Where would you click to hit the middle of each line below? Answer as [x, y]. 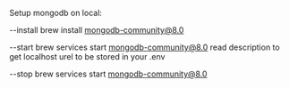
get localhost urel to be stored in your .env [87, 56]
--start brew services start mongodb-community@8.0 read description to [144, 47]
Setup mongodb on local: [56, 13]
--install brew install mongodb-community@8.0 [97, 30]
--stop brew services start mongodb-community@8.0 [108, 74]
